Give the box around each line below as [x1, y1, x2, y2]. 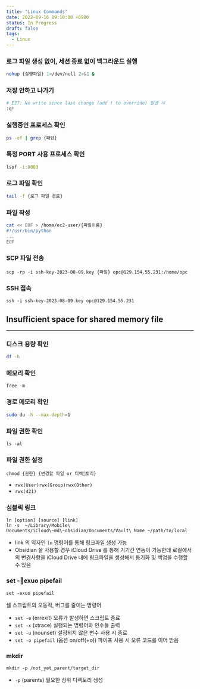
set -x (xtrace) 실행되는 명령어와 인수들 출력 [14, 621, 120, 629]
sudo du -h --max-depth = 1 [6, 412, 70, 418]
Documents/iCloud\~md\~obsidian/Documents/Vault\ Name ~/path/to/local [6, 528, 187, 534]
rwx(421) [14, 489, 37, 495]
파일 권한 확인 [6, 427, 43, 435]
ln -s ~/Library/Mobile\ [6, 523, 70, 529]
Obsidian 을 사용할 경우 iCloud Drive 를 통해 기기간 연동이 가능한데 [14, 547, 171, 554]
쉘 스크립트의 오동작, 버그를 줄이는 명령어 [6, 601, 102, 609]
